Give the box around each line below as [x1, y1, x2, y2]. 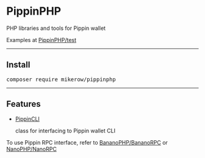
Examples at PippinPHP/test [6, 36, 77, 43]
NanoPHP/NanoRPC [6, 145, 57, 153]
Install [6, 60, 31, 70]
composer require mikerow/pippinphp [6, 76, 116, 83]
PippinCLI [15, 115, 40, 123]
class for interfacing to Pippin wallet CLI [15, 127, 116, 134]
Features [6, 99, 41, 109]
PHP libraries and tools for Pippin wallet [6, 24, 106, 32]
